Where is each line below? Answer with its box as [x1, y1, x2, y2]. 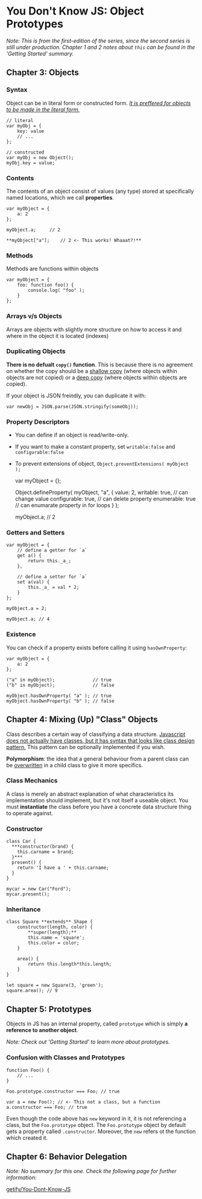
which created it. [6, 1134, 48, 1141]
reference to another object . [6, 1027, 78, 1034]
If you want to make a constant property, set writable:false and [14, 443, 175, 450]
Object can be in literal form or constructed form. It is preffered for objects [6, 99, 191, 106]
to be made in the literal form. [6, 106, 80, 113]
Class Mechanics [6, 776, 58, 785]
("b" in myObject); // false [6, 682, 115, 688]
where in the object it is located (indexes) [6, 332, 109, 339]
